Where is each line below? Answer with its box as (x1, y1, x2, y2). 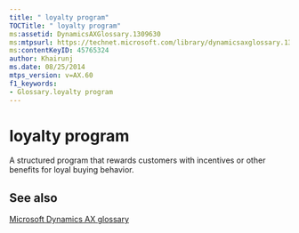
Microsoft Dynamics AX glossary (9, 214, 130, 225)
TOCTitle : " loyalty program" (9, 21, 122, 30)
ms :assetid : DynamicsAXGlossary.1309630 (9, 29, 162, 38)
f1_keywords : (9, 79, 58, 88)
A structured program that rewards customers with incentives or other (9, 155, 266, 165)
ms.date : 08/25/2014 (9, 63, 86, 72)
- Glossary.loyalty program (9, 87, 114, 96)
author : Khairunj (9, 54, 74, 63)
